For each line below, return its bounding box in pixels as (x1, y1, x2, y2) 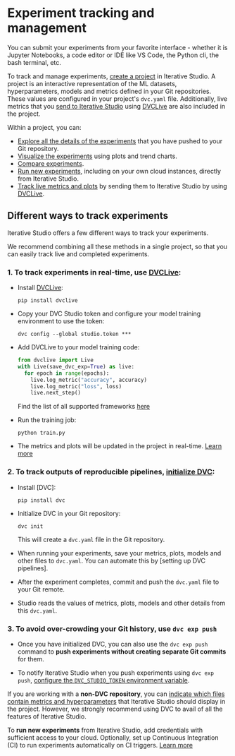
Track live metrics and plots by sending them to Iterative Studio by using (17, 181, 227, 190)
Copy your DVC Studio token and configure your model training (17, 309, 201, 318)
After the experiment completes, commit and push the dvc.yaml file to (17, 577, 220, 586)
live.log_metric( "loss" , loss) (30, 383, 122, 390)
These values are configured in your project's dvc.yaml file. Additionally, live (7, 94, 227, 103)
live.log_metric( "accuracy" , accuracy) (30, 376, 148, 383)
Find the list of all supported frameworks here (17, 402, 151, 411)
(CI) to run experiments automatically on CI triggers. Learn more (7, 740, 193, 749)
